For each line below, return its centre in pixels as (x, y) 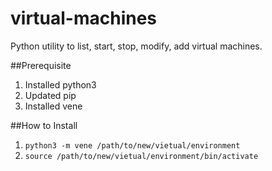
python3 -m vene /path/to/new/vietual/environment (132, 145)
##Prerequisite (41, 65)
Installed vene (53, 106)
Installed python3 (60, 84)
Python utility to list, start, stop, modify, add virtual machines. (136, 46)
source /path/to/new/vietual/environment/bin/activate (141, 156)
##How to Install (44, 125)
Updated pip (50, 95)
